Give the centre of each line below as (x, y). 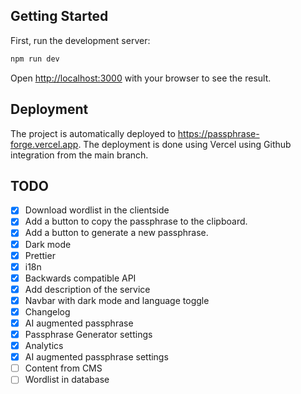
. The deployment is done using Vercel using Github (185, 144)
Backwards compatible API (80, 278)
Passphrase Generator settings (88, 334)
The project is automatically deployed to (93, 133)
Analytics (44, 346)
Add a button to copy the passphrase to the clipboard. (136, 221)
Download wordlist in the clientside (97, 210)
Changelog (47, 311)
